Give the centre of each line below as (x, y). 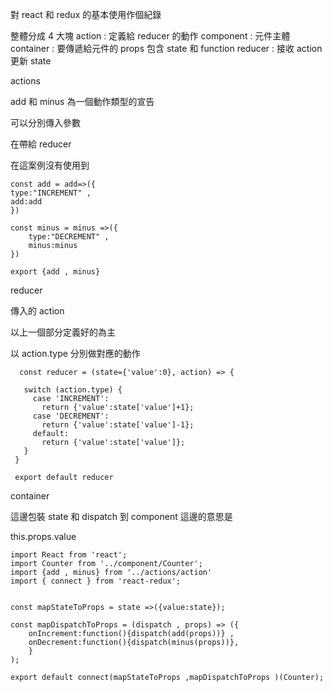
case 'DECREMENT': (71, 416)
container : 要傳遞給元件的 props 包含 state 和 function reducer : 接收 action (166, 48)
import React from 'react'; (69, 555)
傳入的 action (37, 311)
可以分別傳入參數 (45, 122)
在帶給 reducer (41, 144)
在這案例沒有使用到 (50, 165)
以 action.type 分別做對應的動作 (75, 353)
